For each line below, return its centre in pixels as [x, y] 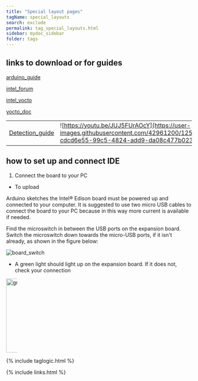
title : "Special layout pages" [44, 12]
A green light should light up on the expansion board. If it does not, [96, 264]
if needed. [19, 217]
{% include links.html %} [36, 372]
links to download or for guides [64, 63]
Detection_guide [32, 132]
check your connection [43, 270]
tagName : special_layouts [38, 17]
